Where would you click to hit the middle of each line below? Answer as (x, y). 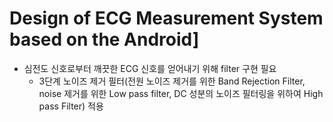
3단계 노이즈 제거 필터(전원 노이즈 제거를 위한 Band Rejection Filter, (172, 81)
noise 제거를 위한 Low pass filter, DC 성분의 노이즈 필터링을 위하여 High (181, 93)
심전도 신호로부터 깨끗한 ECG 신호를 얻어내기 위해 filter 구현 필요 (150, 68)
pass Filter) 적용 (71, 106)
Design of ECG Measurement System (166, 18)
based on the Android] (104, 39)
